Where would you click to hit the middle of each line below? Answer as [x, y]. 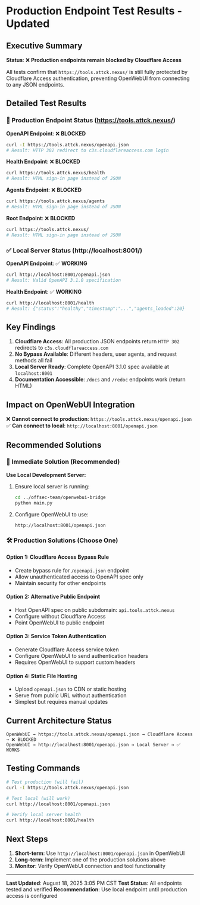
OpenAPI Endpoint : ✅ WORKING [47, 263]
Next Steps [27, 839]
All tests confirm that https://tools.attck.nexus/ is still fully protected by [97, 72]
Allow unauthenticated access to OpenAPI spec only [79, 577]
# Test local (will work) [38, 798]
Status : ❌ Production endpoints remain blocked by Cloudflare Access [94, 60]
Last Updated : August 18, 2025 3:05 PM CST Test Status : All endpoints [94, 883]
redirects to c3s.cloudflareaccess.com [62, 348]
